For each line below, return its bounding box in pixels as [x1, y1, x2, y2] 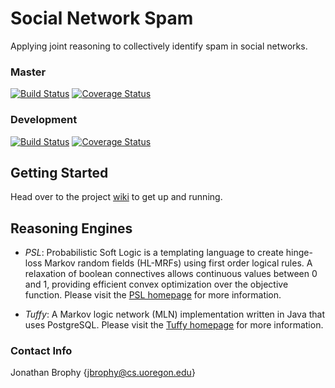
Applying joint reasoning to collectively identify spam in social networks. [10, 40, 308, 52]
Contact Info [10, 344, 73, 358]
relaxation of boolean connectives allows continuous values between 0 [24, 268, 318, 280]
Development [10, 113, 78, 127]
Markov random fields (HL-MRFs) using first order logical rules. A [44, 257, 313, 269]
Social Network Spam [10, 7, 194, 30]
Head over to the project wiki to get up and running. [10, 191, 223, 203]
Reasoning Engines [10, 220, 133, 237]
